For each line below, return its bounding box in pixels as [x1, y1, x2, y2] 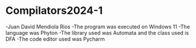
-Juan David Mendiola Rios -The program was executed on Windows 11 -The [5, 23, 190, 30]
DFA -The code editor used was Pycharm [5, 35, 105, 42]
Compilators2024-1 [5, 4, 103, 17]
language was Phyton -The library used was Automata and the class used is [5, 29, 189, 36]
